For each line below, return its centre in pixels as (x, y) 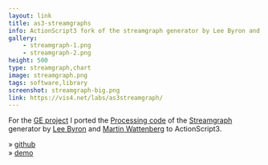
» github (22, 144)
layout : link (30, 16)
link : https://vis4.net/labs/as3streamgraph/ (85, 98)
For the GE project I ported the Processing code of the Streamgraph (120, 120)
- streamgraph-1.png (57, 46)
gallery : (23, 38)
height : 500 (28, 61)
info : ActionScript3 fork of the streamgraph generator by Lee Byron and (134, 30)
